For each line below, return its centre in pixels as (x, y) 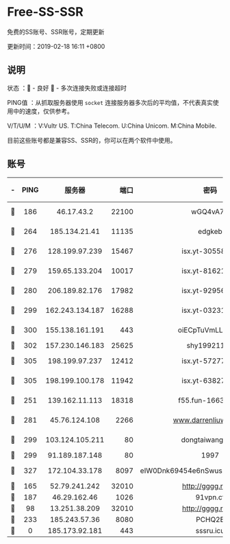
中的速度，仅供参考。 (43, 111)
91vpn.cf (210, 497)
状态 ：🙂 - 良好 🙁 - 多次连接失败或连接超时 (67, 88)
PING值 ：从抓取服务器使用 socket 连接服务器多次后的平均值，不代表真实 (110, 102)
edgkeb (210, 231)
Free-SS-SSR (45, 12)
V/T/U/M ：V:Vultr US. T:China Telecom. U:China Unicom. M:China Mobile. (112, 126)
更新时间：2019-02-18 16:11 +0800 (56, 46)
